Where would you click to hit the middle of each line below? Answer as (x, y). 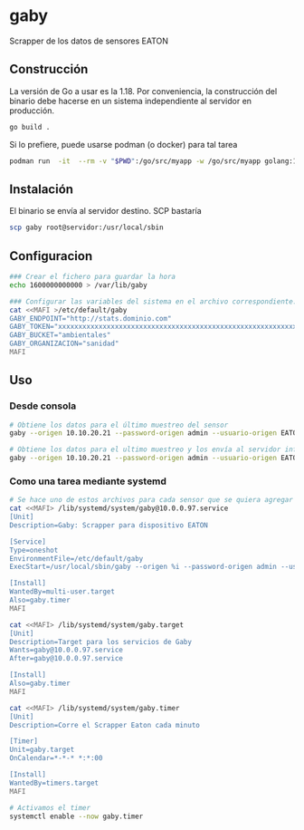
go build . (30, 127)
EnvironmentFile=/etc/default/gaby (76, 558)
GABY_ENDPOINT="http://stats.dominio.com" (90, 318)
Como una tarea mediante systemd (88, 481)
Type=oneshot (34, 550)
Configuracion (51, 256)
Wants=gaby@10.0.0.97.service (66, 650)
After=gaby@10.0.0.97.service (66, 659)
